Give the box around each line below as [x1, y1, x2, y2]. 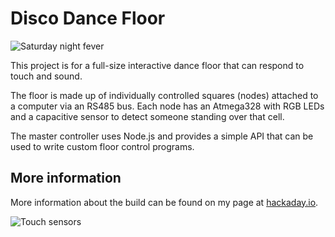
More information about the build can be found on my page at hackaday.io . [10, 196, 319, 208]
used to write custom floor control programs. [10, 140, 195, 152]
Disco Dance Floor [10, 7, 166, 30]
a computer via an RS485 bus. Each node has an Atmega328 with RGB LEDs [10, 100, 325, 112]
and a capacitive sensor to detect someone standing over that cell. [10, 110, 285, 122]
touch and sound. [10, 70, 83, 82]
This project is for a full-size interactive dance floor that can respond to [10, 59, 305, 71]
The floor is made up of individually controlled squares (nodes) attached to [10, 89, 319, 101]
